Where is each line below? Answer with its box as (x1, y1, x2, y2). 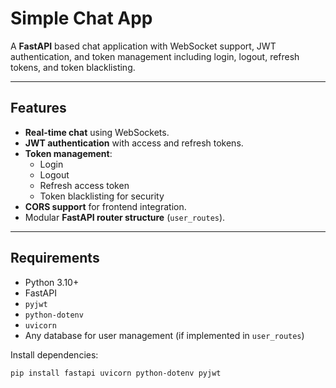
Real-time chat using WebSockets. (24, 126, 170, 138)
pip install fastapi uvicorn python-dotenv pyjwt (10, 368, 222, 378)
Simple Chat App (10, 7, 153, 30)
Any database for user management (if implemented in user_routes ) (24, 329, 305, 341)
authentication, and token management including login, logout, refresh (10, 50, 300, 62)
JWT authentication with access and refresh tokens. (24, 137, 244, 149)
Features (10, 100, 67, 117)
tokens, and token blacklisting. (10, 61, 136, 73)
